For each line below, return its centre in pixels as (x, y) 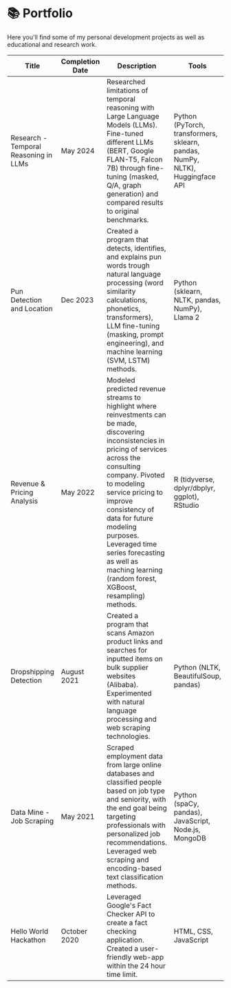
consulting (123, 466)
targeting (121, 816)
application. (125, 940)
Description (137, 66)
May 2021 (78, 816)
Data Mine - (30, 812)
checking (121, 931)
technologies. (128, 736)
